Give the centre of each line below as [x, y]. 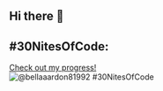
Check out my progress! [53, 68]
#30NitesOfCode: [59, 46]
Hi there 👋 [37, 16]
